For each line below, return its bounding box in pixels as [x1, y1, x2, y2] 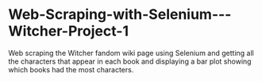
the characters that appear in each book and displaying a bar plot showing [8, 57, 252, 66]
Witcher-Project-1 [8, 22, 129, 40]
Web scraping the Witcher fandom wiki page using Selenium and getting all [8, 48, 254, 57]
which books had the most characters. [8, 64, 134, 74]
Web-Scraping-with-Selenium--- [8, 6, 232, 24]
